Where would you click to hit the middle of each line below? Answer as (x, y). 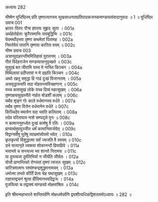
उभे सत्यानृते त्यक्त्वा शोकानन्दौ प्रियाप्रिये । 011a (42, 145)
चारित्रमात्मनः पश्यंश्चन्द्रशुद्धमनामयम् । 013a (39, 168)
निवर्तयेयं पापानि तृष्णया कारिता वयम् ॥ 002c (40, 45)
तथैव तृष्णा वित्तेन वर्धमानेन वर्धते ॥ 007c (37, 106)
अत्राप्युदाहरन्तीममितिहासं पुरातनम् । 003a (38, 56)
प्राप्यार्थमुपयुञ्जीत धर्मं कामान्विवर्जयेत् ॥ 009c (40, 129)
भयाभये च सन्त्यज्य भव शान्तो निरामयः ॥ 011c (41, 151)
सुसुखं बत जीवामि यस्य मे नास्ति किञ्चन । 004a (44, 67)
